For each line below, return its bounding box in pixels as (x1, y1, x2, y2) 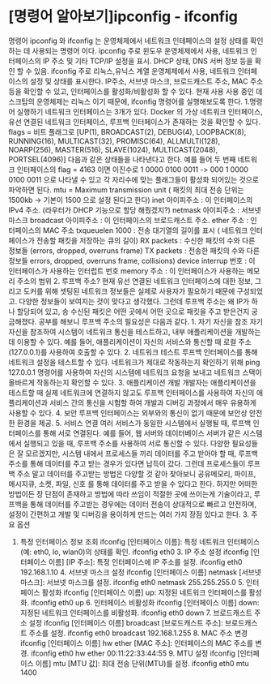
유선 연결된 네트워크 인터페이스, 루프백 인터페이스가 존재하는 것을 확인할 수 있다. (8, 117, 261, 127)
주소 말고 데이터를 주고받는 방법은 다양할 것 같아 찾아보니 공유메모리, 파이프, (16, 468, 256, 479)
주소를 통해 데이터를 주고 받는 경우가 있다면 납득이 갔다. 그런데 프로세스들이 (8, 458, 246, 468)
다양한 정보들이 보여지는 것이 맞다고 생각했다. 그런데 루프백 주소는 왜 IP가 (19, 296, 250, 306)
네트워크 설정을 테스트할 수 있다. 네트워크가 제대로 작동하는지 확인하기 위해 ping (8, 357, 260, 367)
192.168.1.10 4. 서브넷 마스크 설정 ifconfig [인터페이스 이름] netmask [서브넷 (19, 567, 261, 577)
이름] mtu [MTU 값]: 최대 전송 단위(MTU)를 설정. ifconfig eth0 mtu (35, 658, 249, 668)
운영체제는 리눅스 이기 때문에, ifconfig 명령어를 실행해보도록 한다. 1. (36, 97, 250, 106)
